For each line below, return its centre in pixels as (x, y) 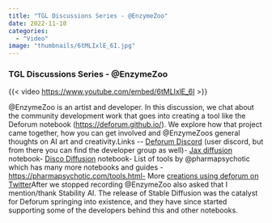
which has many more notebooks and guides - (86, 167)
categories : (28, 31)
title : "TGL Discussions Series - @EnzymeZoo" (88, 16)
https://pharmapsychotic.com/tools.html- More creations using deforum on (134, 176)
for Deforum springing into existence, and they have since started (118, 202)
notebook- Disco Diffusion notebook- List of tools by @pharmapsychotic (130, 159)
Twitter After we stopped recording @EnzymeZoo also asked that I (118, 185)
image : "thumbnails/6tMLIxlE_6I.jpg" (72, 46)
